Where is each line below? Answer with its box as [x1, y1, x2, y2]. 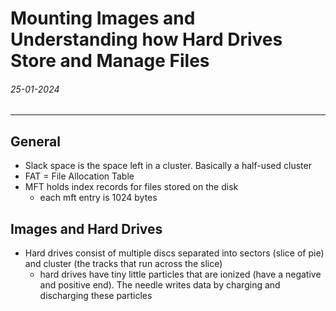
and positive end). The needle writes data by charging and [39, 279, 281, 291]
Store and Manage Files [10, 50, 210, 72]
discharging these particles [39, 290, 153, 302]
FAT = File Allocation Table [24, 170, 135, 182]
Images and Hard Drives [10, 220, 163, 237]
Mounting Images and [10, 7, 196, 30]
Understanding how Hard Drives [10, 28, 283, 51]
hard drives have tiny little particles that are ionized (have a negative [39, 268, 322, 281]
